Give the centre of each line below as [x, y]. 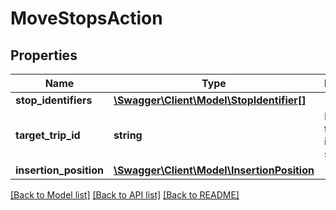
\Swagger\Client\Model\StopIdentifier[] [210, 100]
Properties [44, 55]
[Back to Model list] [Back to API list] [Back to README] [125, 195]
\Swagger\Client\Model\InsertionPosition [214, 170]
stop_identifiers [54, 100]
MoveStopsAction [86, 18]
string [128, 135]
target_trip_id [48, 135]
